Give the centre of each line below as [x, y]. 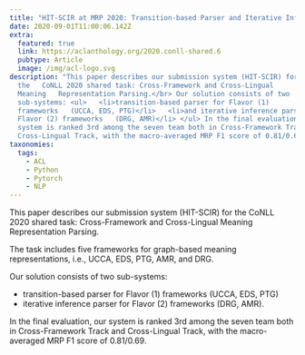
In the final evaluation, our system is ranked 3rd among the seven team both [152, 321]
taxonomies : [32, 144]
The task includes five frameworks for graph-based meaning [123, 250]
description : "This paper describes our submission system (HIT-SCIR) [146, 77]
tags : [28, 153]
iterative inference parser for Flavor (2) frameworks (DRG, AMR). [143, 304]
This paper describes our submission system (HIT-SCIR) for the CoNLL [142, 212]
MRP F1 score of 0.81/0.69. [97, 340]
